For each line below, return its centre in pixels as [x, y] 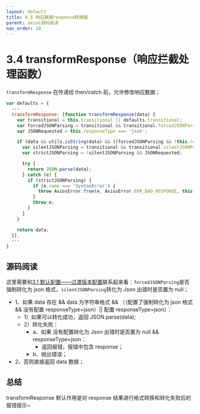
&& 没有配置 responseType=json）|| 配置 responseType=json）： [93, 309]
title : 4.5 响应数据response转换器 [47, 17]
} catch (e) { [40, 175]
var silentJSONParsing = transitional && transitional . [93, 147]
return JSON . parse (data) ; [60, 169]
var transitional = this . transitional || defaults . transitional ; [100, 120]
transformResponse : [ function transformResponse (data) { [84, 114]
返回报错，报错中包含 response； [82, 347]
